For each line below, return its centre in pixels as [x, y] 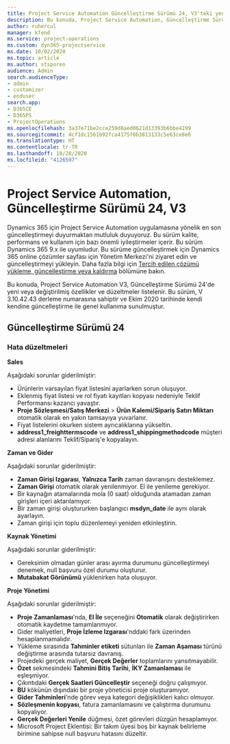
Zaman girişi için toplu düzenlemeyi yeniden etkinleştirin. [97, 523]
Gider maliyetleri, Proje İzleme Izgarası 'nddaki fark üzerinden [104, 632]
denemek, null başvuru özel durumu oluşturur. [82, 570]
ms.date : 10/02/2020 [37, 52]
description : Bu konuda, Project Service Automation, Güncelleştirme [108, 20]
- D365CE [20, 109]
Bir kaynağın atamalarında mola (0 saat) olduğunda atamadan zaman [114, 494]
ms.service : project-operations [53, 39]
